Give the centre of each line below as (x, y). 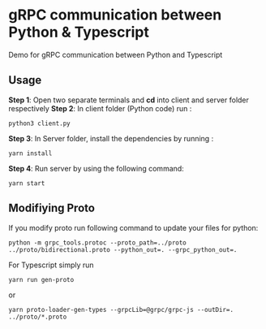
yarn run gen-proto (41, 279)
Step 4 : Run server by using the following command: (96, 168)
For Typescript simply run (51, 265)
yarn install (30, 153)
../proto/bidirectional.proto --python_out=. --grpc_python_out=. (123, 249)
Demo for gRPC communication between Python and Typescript (116, 54)
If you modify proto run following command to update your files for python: (133, 227)
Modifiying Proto (52, 208)
